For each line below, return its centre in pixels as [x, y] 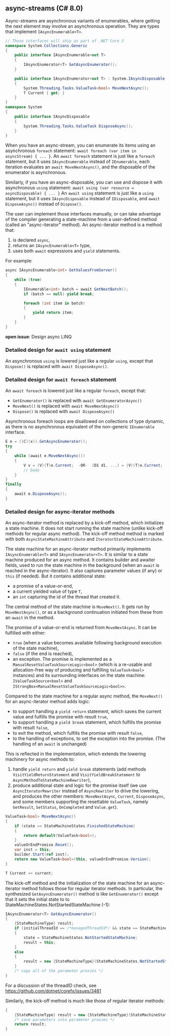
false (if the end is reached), [43, 654]
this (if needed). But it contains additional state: [55, 576]
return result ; [31, 1024]
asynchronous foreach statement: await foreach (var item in [71, 151]
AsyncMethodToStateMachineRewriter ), [52, 780]
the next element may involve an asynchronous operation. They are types [82, 26]
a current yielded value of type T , [47, 591]
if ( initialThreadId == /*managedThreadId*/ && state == [76, 928]
